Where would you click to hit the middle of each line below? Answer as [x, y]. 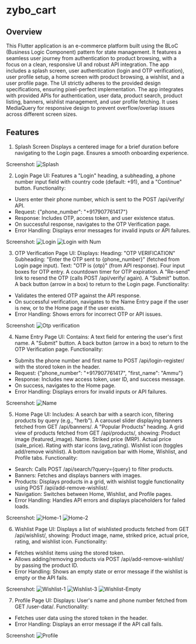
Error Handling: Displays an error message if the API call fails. [89, 624]
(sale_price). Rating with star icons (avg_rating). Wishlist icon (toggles [99, 445]
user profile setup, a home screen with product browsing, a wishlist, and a [95, 77]
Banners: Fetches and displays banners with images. [78, 475]
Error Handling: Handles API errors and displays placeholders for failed [100, 500]
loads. [22, 506]
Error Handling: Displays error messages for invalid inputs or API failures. [102, 230]
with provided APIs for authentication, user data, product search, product [94, 95]
